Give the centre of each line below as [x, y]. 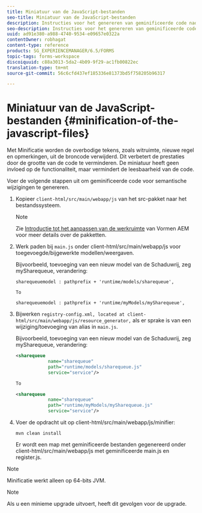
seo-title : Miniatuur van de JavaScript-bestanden [71, 17]
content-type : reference [38, 46]
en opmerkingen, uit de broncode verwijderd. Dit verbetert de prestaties [96, 157]
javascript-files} [48, 133]
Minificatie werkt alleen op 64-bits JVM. [56, 481]
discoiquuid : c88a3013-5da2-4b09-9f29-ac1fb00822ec [73, 62]
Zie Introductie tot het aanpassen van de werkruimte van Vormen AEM [102, 229]
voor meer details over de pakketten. [61, 235]
